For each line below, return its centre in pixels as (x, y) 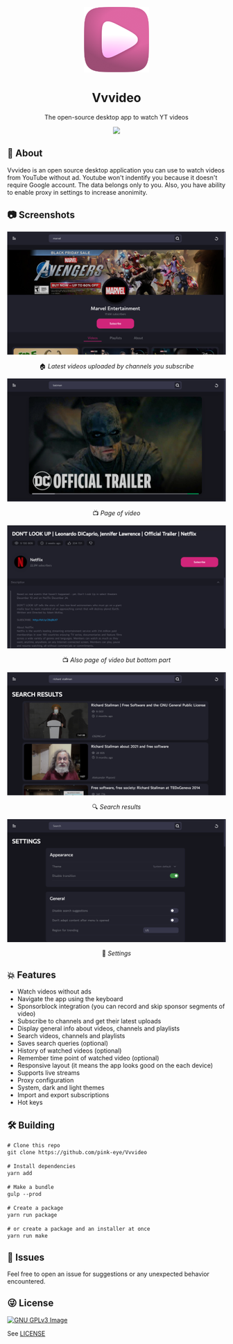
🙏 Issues (26, 1257)
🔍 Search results (116, 807)
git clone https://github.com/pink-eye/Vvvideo (77, 1153)
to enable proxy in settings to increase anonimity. (77, 192)
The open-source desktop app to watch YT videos (116, 117)
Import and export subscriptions (63, 1095)
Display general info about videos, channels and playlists (98, 1028)
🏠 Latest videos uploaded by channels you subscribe (116, 366)
